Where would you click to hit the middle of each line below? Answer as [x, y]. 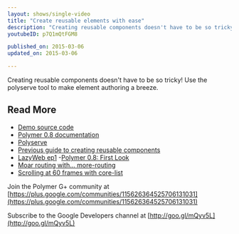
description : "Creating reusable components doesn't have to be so [110, 27]
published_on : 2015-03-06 [46, 47]
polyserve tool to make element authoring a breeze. [83, 87]
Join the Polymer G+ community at [58, 186]
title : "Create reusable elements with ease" [76, 21]
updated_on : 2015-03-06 [43, 54]
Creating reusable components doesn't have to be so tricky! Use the [107, 80]
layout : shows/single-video [49, 14]
